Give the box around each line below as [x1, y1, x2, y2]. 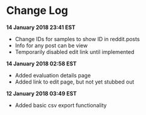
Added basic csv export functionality [14, 101, 107, 109]
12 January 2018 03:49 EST [6, 90, 77, 97]
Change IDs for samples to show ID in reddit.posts [14, 35, 140, 42]
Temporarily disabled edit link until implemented [14, 48, 135, 55]
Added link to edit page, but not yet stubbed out [14, 78, 135, 85]
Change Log [6, 4, 68, 18]
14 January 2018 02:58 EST [6, 60, 77, 67]
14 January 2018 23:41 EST [6, 24, 75, 31]
